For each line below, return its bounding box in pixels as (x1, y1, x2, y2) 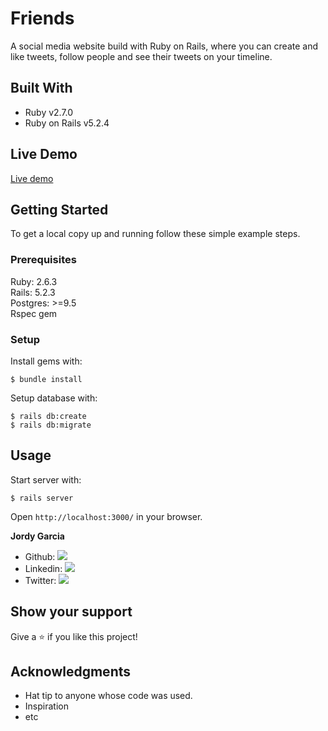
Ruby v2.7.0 (24, 106, 74, 118)
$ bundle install (10, 374, 83, 384)
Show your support (10, 603, 133, 621)
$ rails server (10, 493, 74, 503)
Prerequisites (10, 253, 77, 267)
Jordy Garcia (10, 530, 65, 542)
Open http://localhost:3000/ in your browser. (10, 510, 203, 522)
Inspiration (24, 700, 69, 712)
